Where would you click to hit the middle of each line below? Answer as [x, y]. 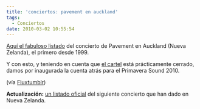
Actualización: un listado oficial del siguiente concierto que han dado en [98, 94]
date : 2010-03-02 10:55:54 [40, 29]
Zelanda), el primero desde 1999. [48, 53]
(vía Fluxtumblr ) [26, 82]
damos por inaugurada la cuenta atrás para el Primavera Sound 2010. [93, 71]
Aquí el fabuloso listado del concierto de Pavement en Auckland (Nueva [96, 46]
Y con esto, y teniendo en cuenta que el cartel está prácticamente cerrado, [100, 64]
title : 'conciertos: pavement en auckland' [62, 12]
